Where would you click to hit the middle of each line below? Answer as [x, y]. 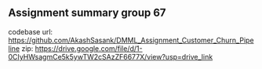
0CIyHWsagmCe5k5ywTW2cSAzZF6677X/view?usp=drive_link [111, 56]
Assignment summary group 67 [87, 13]
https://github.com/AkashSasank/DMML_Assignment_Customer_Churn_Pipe [131, 40]
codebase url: [31, 31]
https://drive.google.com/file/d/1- [89, 48]
